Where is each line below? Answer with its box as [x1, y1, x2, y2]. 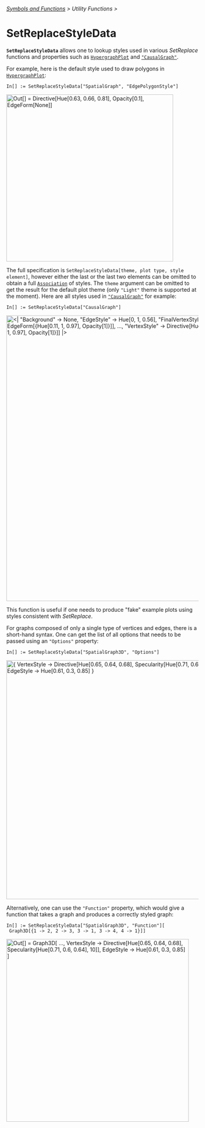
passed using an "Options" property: [6, 637, 99, 645]
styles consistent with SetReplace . [6, 612, 93, 620]
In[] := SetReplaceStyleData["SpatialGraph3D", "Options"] [6, 649, 160, 655]
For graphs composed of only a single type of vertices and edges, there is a [6, 624, 197, 631]
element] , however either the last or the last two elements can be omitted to [6, 273, 196, 280]
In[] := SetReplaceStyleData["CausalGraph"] [6, 304, 121, 310]
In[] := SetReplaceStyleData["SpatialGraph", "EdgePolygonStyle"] [6, 83, 179, 89]
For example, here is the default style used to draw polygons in [6, 65, 165, 72]
